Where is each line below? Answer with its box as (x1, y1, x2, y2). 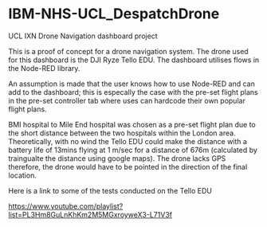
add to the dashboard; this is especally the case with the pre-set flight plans (8, 87, 258, 96)
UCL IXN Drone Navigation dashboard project (8, 31, 158, 41)
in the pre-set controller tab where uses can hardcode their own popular (8, 96, 245, 105)
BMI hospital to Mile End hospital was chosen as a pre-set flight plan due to (8, 119, 257, 129)
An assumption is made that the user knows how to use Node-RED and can (8, 79, 255, 88)
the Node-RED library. (8, 63, 80, 72)
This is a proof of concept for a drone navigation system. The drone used (8, 46, 249, 56)
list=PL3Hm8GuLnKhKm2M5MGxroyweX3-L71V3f (8, 209, 173, 219)
